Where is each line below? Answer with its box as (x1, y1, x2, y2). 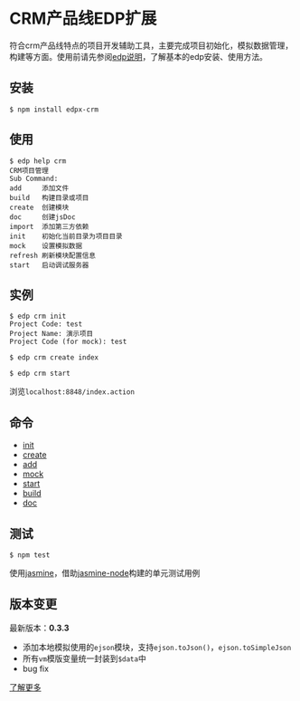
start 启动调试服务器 (9, 260, 89, 270)
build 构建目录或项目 (9, 193, 89, 202)
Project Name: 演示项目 (9, 330, 93, 339)
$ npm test (9, 551, 51, 560)
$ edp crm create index (9, 353, 99, 362)
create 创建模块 (9, 203, 70, 212)
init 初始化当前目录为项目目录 (9, 232, 123, 241)
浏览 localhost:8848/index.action (9, 386, 136, 397)
